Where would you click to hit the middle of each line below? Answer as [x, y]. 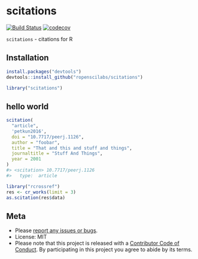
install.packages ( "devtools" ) [44, 72]
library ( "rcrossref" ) [33, 186]
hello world [28, 107]
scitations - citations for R [39, 39]
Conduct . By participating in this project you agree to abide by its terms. [103, 249]
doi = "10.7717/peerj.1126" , [48, 137]
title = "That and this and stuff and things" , [72, 148]
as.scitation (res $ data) [36, 198]
